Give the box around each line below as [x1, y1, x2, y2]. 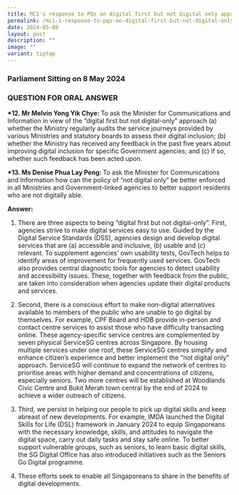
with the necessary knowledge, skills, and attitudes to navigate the [17, 428, 213, 437]
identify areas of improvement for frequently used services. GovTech [17, 256, 221, 265]
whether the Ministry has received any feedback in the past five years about [7, 140, 231, 148]
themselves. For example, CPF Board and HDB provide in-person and [17, 316, 221, 324]
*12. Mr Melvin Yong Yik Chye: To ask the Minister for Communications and [7, 109, 231, 118]
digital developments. [17, 479, 81, 488]
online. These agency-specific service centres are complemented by [17, 330, 220, 339]
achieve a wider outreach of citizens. [17, 391, 127, 400]
